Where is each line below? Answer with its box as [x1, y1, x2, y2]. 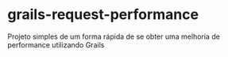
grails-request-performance [7, 6, 199, 24]
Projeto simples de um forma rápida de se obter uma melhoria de [7, 32, 220, 41]
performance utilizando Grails [7, 40, 105, 49]
